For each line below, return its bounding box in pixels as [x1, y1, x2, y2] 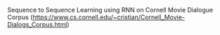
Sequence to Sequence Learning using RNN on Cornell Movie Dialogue [7, 6, 213, 14]
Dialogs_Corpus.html [7, 21, 67, 28]
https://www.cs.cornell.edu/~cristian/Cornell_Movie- [32, 13, 185, 21]
